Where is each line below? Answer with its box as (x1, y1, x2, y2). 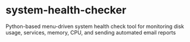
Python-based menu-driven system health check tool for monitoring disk (5, 23, 184, 30)
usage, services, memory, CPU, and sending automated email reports (5, 29, 176, 36)
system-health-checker (5, 3, 126, 17)
